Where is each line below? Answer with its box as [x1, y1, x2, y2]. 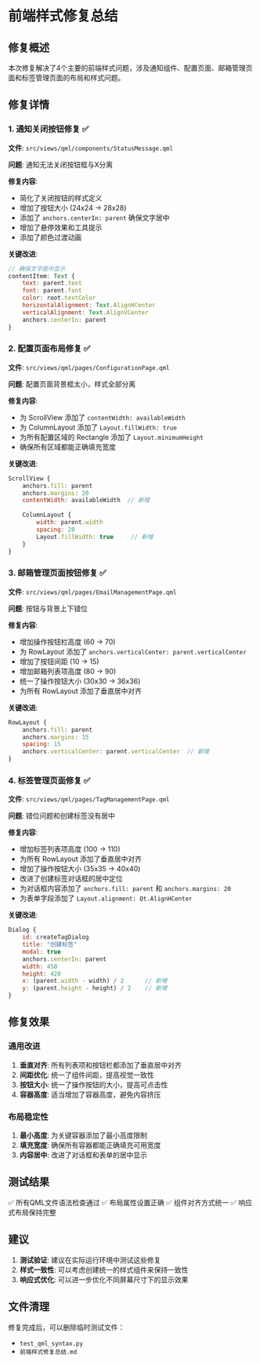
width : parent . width [36, 518, 103, 526]
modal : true [22, 947, 61, 955]
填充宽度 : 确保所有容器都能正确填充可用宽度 [19, 1141, 161, 1150]
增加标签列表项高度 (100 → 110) [19, 845, 121, 854]
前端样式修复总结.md [19, 1348, 78, 1356]
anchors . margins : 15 [22, 733, 89, 741]
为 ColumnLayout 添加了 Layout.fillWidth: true [19, 422, 178, 432]
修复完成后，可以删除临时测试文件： [8, 1322, 125, 1332]
